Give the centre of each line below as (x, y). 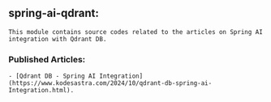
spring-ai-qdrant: (54, 13)
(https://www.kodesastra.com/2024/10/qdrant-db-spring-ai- (110, 83)
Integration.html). (41, 91)
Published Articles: (47, 59)
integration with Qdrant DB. (58, 39)
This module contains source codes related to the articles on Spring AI (136, 32)
